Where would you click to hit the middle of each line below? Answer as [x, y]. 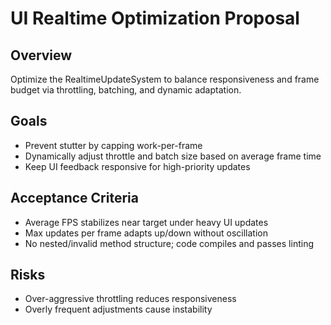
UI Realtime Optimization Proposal [155, 18]
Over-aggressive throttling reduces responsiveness [130, 299]
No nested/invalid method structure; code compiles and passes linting [169, 243]
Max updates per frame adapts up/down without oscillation [146, 233]
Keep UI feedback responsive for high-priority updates [137, 166]
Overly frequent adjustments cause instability [118, 309]
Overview [41, 55]
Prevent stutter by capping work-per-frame [113, 145]
